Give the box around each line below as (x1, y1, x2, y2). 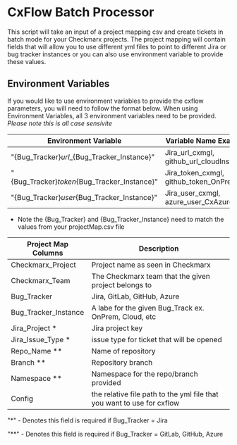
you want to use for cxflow (91, 398, 180, 408)
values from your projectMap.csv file (17, 222, 125, 231)
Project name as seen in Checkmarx (91, 260, 211, 270)
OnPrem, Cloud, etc (91, 311, 157, 321)
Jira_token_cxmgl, (164, 168, 224, 177)
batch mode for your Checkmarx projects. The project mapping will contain (7, 35, 226, 43)
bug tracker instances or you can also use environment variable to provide (7, 50, 224, 58)
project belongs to (91, 280, 152, 289)
